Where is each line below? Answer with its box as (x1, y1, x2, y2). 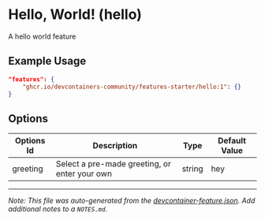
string (181, 163, 203, 174)
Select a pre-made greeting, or (55, 158, 171, 170)
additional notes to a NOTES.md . (8, 204, 108, 214)
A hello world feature (8, 32, 77, 41)
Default (218, 136, 247, 147)
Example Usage (8, 54, 87, 68)
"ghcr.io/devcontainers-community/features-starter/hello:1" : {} (22, 83, 242, 91)
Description (92, 140, 138, 151)
